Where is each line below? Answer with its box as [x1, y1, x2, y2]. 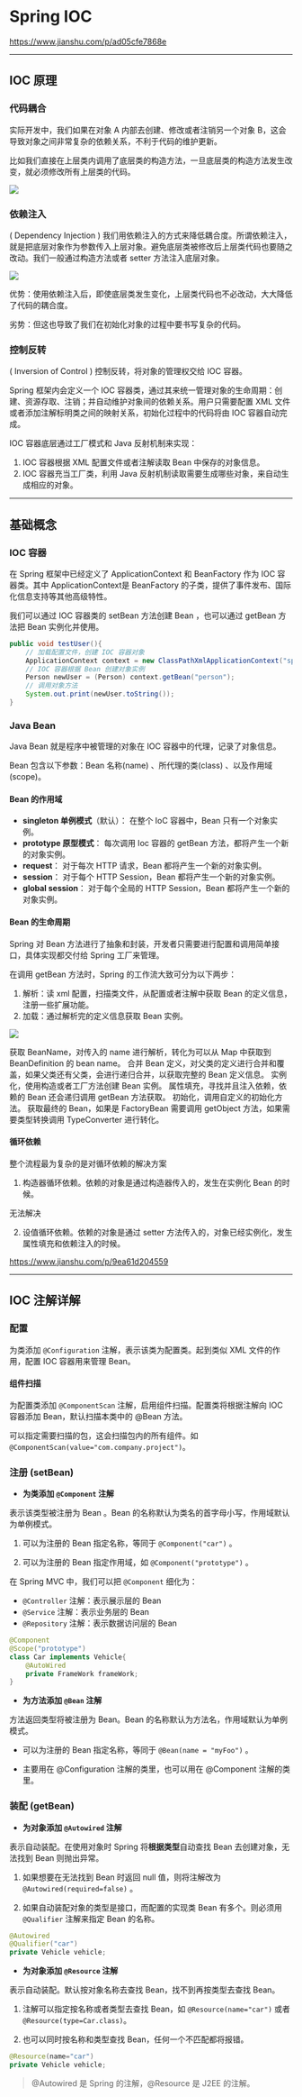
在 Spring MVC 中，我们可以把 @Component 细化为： [9, 1576, 198, 1587]
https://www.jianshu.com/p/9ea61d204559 [9, 1255, 169, 1267]
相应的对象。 [30, 479, 78, 490]
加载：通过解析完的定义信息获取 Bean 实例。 [22, 1010, 189, 1021]
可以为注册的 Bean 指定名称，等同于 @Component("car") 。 [22, 1538, 237, 1548]
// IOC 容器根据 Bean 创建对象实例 [25, 664, 146, 673]
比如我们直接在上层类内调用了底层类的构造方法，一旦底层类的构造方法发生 [9, 155, 285, 166]
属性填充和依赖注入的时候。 [22, 1237, 126, 1249]
